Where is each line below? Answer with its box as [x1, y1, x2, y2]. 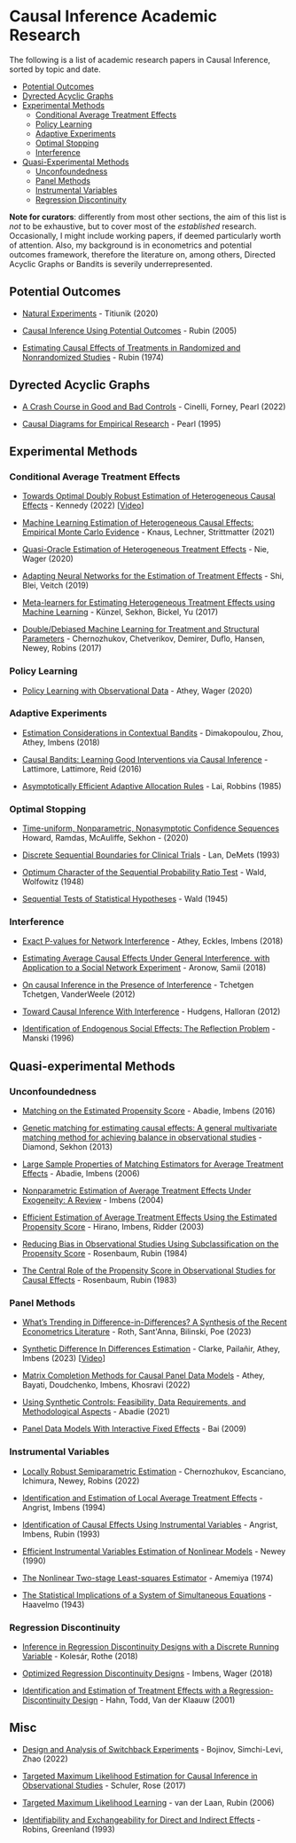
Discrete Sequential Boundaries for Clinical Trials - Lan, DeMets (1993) [21, 850, 280, 860]
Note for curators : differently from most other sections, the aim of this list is [9, 211, 286, 222]
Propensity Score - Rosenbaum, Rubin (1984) [21, 1248, 188, 1259]
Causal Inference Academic [9, 6, 217, 27]
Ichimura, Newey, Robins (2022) [21, 1475, 140, 1486]
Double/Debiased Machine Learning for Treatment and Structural [21, 624, 260, 635]
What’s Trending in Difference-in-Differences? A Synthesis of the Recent [21, 1317, 287, 1328]
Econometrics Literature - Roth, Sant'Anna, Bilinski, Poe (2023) [21, 1326, 252, 1337]
